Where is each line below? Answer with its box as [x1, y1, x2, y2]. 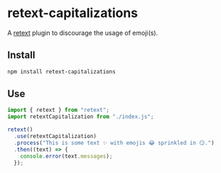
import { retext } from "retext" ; [7, 107, 110, 114]
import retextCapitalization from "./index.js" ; [7, 113, 154, 120]
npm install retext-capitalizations [7, 68, 116, 75]
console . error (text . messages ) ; [20, 152, 113, 159]
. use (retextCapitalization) [14, 133, 97, 140]
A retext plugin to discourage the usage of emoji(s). [7, 28, 158, 37]
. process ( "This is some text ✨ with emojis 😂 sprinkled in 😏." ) [14, 139, 215, 147]
